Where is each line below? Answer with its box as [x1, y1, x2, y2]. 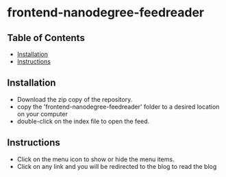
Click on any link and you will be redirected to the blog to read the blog [16, 162, 217, 170]
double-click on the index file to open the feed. [16, 117, 150, 125]
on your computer [16, 109, 68, 118]
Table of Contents [7, 32, 86, 44]
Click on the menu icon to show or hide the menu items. [16, 155, 175, 163]
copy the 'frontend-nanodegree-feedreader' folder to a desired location [16, 103, 220, 111]
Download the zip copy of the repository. [16, 95, 133, 103]
